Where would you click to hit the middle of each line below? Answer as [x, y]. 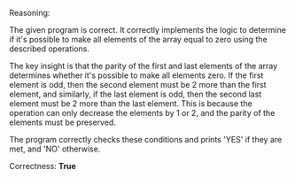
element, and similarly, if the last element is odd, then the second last [136, 94]
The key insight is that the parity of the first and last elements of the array [144, 66]
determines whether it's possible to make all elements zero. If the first [136, 75]
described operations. [50, 49]
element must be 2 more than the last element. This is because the [131, 104]
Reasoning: [30, 13]
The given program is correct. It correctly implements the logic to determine [147, 30]
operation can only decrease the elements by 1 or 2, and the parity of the [142, 113]
